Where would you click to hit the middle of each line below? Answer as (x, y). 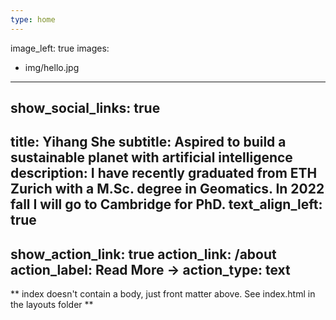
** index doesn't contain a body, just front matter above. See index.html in (163, 294)
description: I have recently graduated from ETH (164, 173)
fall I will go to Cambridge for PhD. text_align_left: (166, 204)
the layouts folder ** (52, 305)
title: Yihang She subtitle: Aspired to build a (148, 142)
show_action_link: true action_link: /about (143, 254)
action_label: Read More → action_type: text (150, 269)
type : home (33, 19)
